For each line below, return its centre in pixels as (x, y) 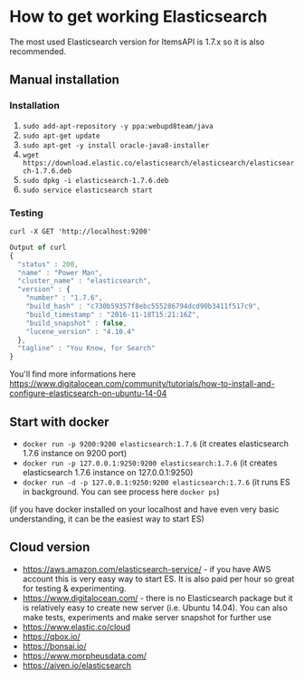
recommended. (38, 51)
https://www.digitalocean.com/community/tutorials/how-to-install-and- (142, 384)
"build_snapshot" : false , (76, 323)
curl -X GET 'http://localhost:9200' (81, 231)
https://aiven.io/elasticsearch (77, 665)
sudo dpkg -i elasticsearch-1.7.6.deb (95, 180)
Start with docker (59, 421)
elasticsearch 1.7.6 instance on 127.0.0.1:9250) (108, 472)
